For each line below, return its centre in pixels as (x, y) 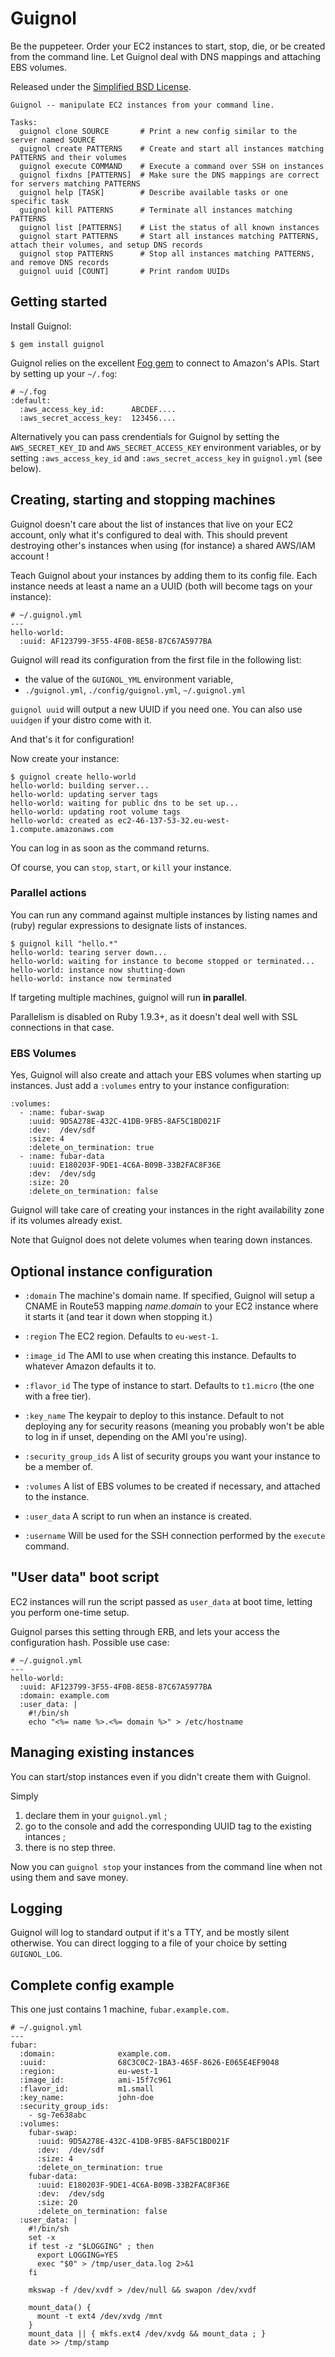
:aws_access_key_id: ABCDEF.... (98, 409)
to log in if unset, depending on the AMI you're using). (136, 1436)
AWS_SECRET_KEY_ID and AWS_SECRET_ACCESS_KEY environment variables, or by (166, 447)
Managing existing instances (102, 1752)
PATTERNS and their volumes (69, 157)
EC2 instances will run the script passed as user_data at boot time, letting (161, 1601)
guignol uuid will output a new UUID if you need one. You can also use (156, 709)
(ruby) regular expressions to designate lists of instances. (129, 925)
